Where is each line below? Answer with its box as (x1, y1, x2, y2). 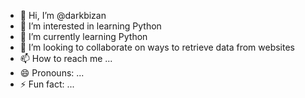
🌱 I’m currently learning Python (19, 31, 148, 42)
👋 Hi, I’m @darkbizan (19, 10, 107, 21)
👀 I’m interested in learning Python (19, 20, 162, 32)
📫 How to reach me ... (19, 53, 113, 64)
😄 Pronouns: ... (19, 67, 85, 79)
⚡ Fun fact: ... (19, 78, 75, 90)
